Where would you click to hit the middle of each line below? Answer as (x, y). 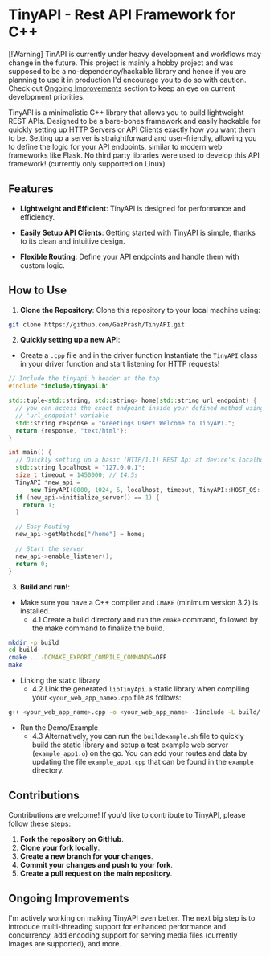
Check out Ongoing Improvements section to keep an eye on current (122, 88)
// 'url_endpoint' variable (63, 416)
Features (31, 189)
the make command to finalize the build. (98, 628)
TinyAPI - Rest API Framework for (122, 15)
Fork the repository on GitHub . (72, 839)
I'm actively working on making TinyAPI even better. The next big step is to (132, 917)
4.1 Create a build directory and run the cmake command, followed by (145, 619)
